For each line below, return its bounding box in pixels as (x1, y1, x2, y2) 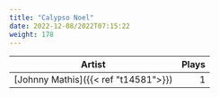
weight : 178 (9, 30, 54, 39)
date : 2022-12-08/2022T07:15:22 (9, 22, 130, 31)
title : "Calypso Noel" (9, 13, 94, 22)
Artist (80, 58, 106, 71)
